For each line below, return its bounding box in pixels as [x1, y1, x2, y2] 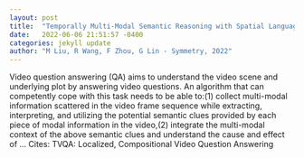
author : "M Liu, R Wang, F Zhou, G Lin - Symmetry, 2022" [9, 47, 233, 56]
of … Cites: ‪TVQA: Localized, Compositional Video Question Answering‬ [9, 139, 274, 150]
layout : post [9, 13, 59, 23]
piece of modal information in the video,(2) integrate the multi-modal [9, 119, 265, 131]
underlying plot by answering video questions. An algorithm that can [9, 81, 264, 92]
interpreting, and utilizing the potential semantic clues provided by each [9, 110, 277, 121]
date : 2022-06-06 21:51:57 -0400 [9, 30, 144, 39]
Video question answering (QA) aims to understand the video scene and [9, 71, 279, 82]
